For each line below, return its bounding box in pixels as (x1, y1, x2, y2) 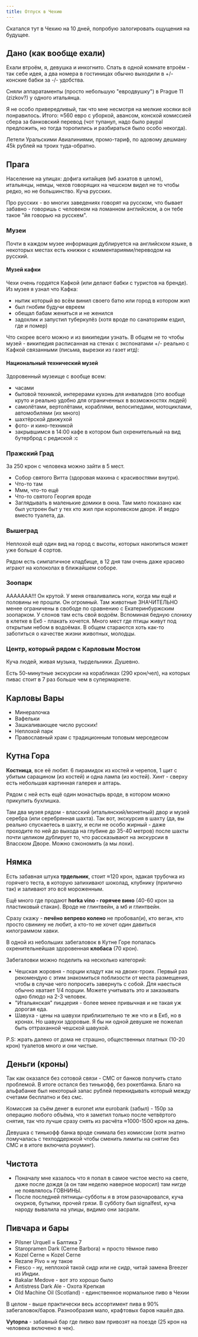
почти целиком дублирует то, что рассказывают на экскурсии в (6, 833, 168, 840)
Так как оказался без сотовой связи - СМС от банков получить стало (6, 1074, 182, 1082)
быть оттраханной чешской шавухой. (14, 1024, 109, 1031)
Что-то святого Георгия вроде (14, 493, 92, 500)
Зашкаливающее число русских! (14, 721, 98, 728)
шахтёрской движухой (14, 415, 72, 423)
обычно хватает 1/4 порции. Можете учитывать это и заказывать (14, 986, 180, 993)
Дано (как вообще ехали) (6, 48, 105, 59)
